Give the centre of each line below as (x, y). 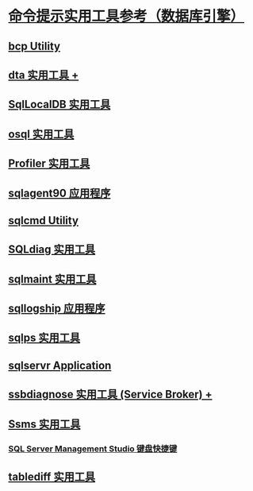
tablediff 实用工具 (52, 476)
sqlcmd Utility (44, 220)
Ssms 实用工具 (44, 424)
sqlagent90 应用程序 (59, 193)
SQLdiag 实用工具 (52, 250)
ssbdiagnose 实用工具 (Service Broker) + (110, 394)
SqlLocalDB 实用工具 (59, 104)
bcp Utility (34, 46)
